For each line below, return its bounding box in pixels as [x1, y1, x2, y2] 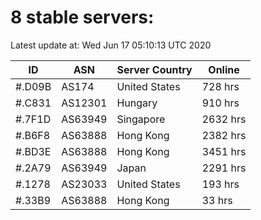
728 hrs [201, 79, 240, 93]
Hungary [116, 96, 158, 110]
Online [208, 62, 240, 76]
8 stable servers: [10, 6, 155, 29]
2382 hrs [201, 128, 247, 142]
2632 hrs [201, 112, 247, 126]
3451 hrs [201, 144, 247, 158]
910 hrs [201, 96, 240, 110]
